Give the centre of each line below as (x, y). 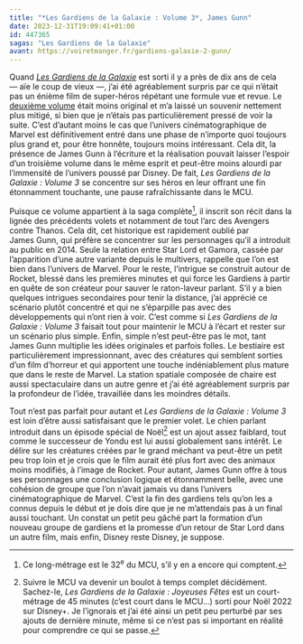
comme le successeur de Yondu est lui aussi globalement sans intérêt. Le (146, 441)
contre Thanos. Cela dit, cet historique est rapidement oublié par (129, 230)
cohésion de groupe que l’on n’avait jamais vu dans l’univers (121, 490)
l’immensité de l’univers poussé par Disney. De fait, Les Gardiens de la (140, 173)
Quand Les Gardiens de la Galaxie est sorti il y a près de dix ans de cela (143, 77)
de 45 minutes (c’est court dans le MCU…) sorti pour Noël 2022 (174, 602)
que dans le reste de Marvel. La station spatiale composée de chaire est (143, 374)
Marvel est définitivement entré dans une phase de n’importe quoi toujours (148, 135)
